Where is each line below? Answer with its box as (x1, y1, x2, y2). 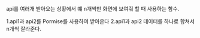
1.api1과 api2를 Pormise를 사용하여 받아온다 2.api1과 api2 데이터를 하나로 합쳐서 (6, 18, 195, 25)
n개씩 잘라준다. (6, 26, 42, 32)
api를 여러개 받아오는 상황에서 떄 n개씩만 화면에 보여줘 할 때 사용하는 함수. (6, 5, 180, 12)
